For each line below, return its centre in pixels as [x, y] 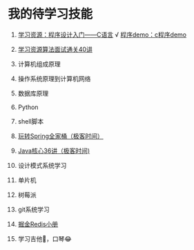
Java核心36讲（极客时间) [54, 151]
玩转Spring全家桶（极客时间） [61, 136]
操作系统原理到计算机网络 [54, 78]
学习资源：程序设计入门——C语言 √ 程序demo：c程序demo [102, 35]
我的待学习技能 [50, 14]
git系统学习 [34, 209]
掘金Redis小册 [38, 224]
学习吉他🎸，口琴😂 [45, 238]
